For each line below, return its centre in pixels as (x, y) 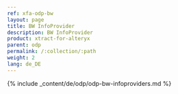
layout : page (26, 20)
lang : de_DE (24, 64)
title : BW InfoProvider (41, 26)
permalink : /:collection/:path (52, 52)
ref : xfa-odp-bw (30, 13)
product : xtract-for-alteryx (49, 39)
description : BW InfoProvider (50, 32)
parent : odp (24, 45)
